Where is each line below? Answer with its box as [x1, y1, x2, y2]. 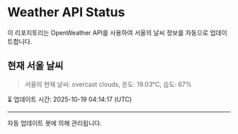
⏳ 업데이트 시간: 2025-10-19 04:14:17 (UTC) [7, 95, 132, 103]
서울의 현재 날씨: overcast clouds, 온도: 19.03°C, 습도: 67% [24, 80, 192, 88]
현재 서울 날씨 [7, 60, 64, 72]
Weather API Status [7, 4, 125, 20]
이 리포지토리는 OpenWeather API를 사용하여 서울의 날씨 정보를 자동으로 [7, 28, 209, 37]
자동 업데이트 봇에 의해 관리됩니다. [7, 118, 102, 127]
